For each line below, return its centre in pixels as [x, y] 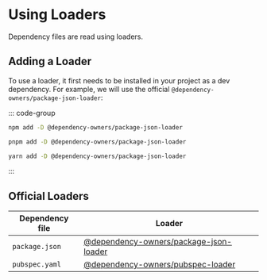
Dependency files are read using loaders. [76, 36]
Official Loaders [49, 196]
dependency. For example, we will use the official [89, 89]
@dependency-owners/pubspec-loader [159, 265]
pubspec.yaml [37, 265]
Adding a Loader [50, 61]
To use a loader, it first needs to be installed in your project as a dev [119, 80]
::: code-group [32, 113]
